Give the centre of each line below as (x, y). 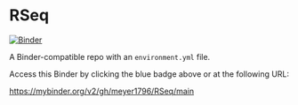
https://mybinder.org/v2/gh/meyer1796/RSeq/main (101, 91)
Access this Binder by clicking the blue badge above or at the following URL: (149, 74)
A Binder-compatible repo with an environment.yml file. (110, 56)
